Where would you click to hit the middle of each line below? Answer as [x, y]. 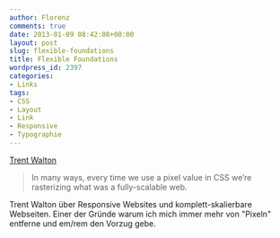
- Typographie [36, 135]
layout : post [34, 43]
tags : [19, 93]
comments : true [38, 26]
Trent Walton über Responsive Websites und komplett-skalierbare [131, 204]
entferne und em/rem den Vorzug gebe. [83, 223]
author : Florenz [39, 18]
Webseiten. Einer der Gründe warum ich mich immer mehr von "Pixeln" [140, 214]
